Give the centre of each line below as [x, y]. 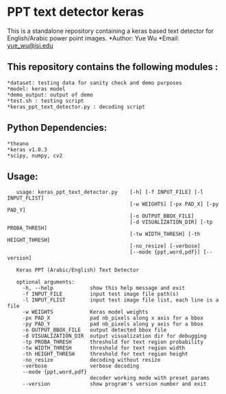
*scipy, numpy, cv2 [35, 156]
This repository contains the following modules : [113, 67]
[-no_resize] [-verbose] [165, 246]
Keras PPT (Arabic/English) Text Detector [77, 270]
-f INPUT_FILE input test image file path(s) [101, 294]
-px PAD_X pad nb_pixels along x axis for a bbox [113, 318]
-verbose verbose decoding [80, 366]
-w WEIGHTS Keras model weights [85, 312]
